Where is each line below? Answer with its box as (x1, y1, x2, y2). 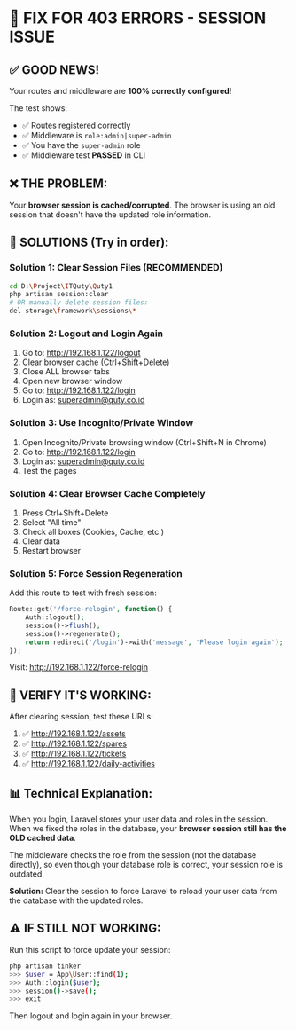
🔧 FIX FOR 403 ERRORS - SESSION (9, 8, 267, 28)
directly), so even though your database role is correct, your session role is (9, 860, 284, 870)
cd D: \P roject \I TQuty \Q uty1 (9, 281, 113, 291)
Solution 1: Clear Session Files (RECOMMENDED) (9, 262, 223, 274)
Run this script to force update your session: (9, 944, 171, 955)
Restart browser (21, 545, 82, 555)
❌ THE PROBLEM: (9, 177, 108, 192)
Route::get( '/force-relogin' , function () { (9, 605, 173, 614)
